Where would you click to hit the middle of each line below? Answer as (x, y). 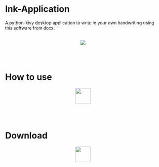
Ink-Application (38, 9)
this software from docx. (30, 28)
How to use (29, 77)
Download (26, 136)
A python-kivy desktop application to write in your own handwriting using (80, 23)
